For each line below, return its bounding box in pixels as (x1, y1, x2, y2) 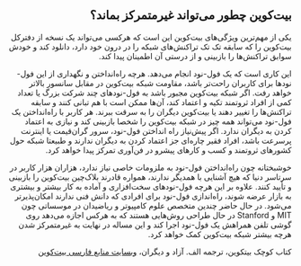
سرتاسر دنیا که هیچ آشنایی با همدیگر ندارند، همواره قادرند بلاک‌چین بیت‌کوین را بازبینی (8, 171, 292, 182)
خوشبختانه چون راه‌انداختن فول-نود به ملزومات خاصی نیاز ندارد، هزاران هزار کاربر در (9, 162, 292, 173)
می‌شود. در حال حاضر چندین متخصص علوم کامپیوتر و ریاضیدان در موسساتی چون (21, 199, 292, 210)
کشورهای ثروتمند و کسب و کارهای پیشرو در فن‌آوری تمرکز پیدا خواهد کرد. (45, 144, 292, 155)
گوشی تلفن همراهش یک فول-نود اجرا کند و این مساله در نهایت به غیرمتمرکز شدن (18, 219, 292, 230)
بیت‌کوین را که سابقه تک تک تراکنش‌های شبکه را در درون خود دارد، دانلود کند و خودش (8, 40, 292, 52)
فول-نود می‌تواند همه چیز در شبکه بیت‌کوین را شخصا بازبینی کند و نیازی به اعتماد (24, 116, 292, 127)
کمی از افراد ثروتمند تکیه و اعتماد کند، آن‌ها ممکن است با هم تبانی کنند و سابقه (30, 96, 292, 107)
